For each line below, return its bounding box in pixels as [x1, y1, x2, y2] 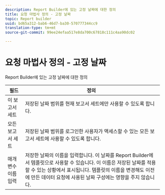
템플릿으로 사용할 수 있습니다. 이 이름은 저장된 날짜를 [31, 159, 146, 166]
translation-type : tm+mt [5, 26, 56, 30]
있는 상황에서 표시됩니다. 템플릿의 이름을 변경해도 [36, 167, 144, 173]
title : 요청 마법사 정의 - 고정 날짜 [5, 12, 71, 17]
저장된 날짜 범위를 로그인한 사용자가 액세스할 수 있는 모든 [25, 128, 149, 135]
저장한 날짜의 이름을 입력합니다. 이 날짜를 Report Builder [25, 152, 149, 159]
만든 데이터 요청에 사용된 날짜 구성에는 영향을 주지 [31, 174, 140, 181]
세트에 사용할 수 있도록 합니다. [35, 135, 101, 142]
